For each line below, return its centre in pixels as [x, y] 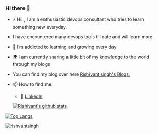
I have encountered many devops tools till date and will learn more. [83, 37]
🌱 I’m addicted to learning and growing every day [64, 47]
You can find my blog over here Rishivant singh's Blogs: [71, 74]
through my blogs [31, 64]
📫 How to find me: [32, 84]
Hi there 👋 [18, 8]
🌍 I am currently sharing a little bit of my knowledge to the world [81, 57]
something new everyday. [40, 27]
